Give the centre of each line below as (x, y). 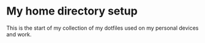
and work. (19, 34)
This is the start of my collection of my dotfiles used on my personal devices (102, 28)
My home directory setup (72, 11)
